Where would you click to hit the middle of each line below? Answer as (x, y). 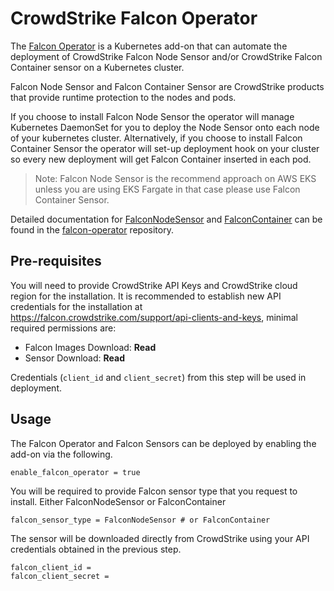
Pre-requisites (56, 261)
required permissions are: (63, 328)
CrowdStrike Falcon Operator (134, 18)
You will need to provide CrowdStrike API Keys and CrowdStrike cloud (154, 285)
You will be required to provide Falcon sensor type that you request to (154, 491)
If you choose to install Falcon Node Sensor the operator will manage (152, 116)
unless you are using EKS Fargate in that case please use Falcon (167, 189)
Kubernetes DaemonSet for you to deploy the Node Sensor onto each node (165, 127)
